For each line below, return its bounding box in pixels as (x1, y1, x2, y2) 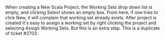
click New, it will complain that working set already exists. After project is (5, 15, 157, 20)
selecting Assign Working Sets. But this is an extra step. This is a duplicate (5, 25, 160, 31)
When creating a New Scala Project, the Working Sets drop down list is (5, 4, 152, 10)
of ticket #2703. (5, 31, 38, 36)
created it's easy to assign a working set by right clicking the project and (5, 20, 156, 26)
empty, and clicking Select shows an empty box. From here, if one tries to (5, 9, 158, 15)
